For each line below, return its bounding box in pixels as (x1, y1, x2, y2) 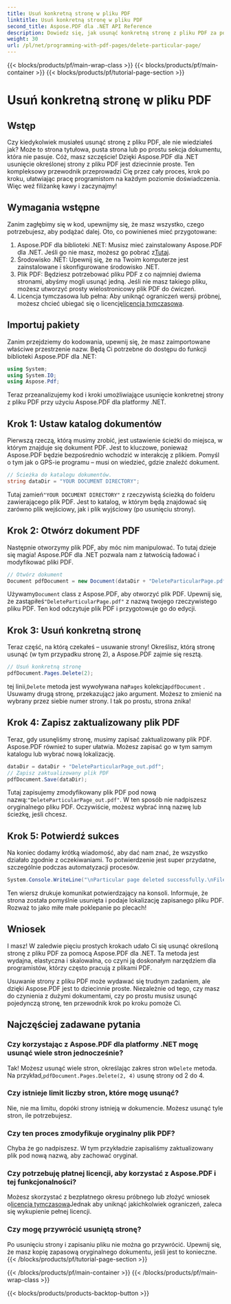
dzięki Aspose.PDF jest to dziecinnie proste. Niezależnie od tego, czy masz (7, 984, 220, 992)
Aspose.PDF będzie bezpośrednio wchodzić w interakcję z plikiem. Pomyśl (7, 451, 220, 459)
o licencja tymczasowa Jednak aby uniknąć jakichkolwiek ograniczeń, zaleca (7, 1200, 222, 1208)
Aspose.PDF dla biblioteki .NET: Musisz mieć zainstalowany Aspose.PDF (16, 240, 223, 249)
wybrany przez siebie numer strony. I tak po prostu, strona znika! (7, 697, 191, 705)
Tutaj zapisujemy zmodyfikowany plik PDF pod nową (7, 788, 157, 797)
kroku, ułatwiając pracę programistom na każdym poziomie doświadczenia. (7, 175, 221, 182)
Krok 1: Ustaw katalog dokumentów (7, 418, 162, 430)
